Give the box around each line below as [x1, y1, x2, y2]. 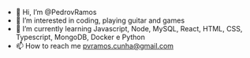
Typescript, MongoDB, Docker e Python [15, 32, 146, 42]
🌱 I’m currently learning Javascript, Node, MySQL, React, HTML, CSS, [15, 24, 243, 33]
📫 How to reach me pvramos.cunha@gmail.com [15, 42, 174, 50]
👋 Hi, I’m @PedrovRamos [15, 8, 97, 16]
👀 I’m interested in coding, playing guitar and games [15, 16, 185, 25]
